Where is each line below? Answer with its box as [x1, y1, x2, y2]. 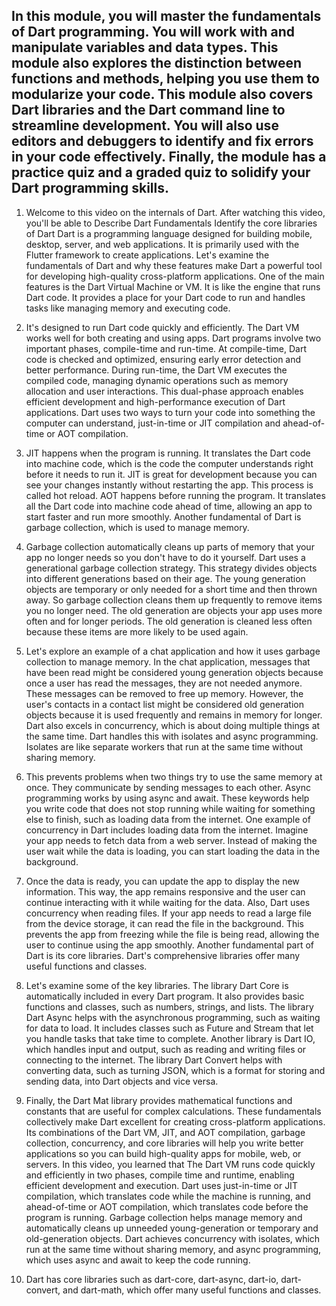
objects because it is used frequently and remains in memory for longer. [25, 709, 323, 721]
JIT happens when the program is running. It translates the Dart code [25, 447, 311, 459]
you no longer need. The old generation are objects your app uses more [25, 604, 323, 616]
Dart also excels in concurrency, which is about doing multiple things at [25, 719, 321, 731]
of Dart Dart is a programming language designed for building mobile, [25, 227, 313, 239]
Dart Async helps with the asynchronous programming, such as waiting [25, 1011, 321, 1023]
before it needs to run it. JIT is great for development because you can [25, 468, 318, 480]
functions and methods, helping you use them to [11, 70, 320, 88]
